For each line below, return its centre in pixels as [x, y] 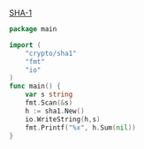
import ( [25, 45]
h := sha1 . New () [55, 111]
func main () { [35, 86]
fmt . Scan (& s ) [49, 103]
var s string [49, 95]
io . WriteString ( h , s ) [63, 119]
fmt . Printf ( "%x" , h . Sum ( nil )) [81, 128]
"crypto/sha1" [51, 53]
